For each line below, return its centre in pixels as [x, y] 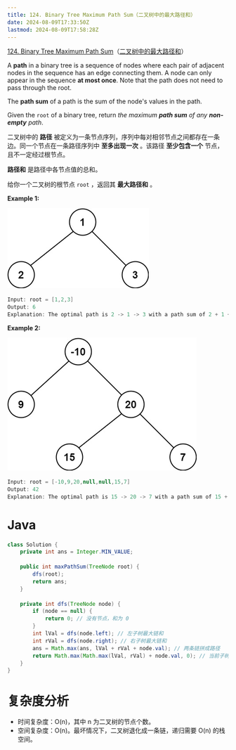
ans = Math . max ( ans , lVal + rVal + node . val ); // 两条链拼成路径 [126, 648]
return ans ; [50, 581]
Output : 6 [22, 307]
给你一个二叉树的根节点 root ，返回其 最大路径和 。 [82, 185]
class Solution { [33, 545]
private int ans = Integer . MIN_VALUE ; [77, 552]
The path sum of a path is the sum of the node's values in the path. [105, 101]
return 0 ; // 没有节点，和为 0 [87, 619]
